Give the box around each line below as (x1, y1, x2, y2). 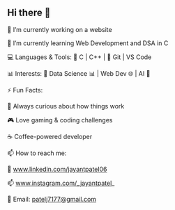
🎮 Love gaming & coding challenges (7, 115, 113, 124)
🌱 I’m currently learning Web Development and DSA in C (7, 39, 169, 47)
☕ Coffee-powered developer (7, 132, 93, 140)
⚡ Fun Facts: (7, 86, 43, 94)
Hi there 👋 (7, 7, 51, 19)
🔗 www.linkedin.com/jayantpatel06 (7, 165, 107, 173)
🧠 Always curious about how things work (7, 102, 125, 110)
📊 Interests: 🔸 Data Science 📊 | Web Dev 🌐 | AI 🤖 (7, 69, 151, 77)
